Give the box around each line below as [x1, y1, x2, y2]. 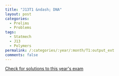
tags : [5, 30, 16, 35]
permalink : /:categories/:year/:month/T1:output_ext [5, 48, 115, 53]
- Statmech [9, 35, 32, 39]
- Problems [9, 25, 32, 30]
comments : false [5, 52, 38, 57]
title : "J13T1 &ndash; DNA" [5, 7, 62, 12]
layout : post [5, 12, 32, 17]
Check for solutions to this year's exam [5, 66, 84, 72]
